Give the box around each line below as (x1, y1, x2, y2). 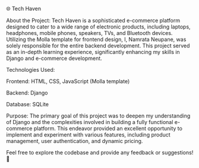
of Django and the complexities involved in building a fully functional (6, 119, 173, 125)
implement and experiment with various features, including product (6, 131, 170, 138)
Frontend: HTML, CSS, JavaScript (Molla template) (6, 78, 130, 85)
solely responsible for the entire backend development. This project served (6, 42, 190, 49)
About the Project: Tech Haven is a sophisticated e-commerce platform (6, 17, 181, 24)
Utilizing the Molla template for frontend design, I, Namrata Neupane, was (6, 36, 187, 43)
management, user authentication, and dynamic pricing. (6, 138, 143, 144)
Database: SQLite (6, 101, 49, 107)
